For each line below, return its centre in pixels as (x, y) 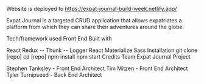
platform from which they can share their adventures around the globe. (95, 27)
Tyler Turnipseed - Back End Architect (54, 75)
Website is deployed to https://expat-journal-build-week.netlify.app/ (92, 9)
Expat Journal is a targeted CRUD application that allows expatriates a (94, 20)
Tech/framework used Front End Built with (59, 38)
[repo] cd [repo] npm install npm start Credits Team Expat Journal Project (98, 57)
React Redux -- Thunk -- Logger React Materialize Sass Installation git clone (102, 50)
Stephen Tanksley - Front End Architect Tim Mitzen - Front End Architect (97, 68)
